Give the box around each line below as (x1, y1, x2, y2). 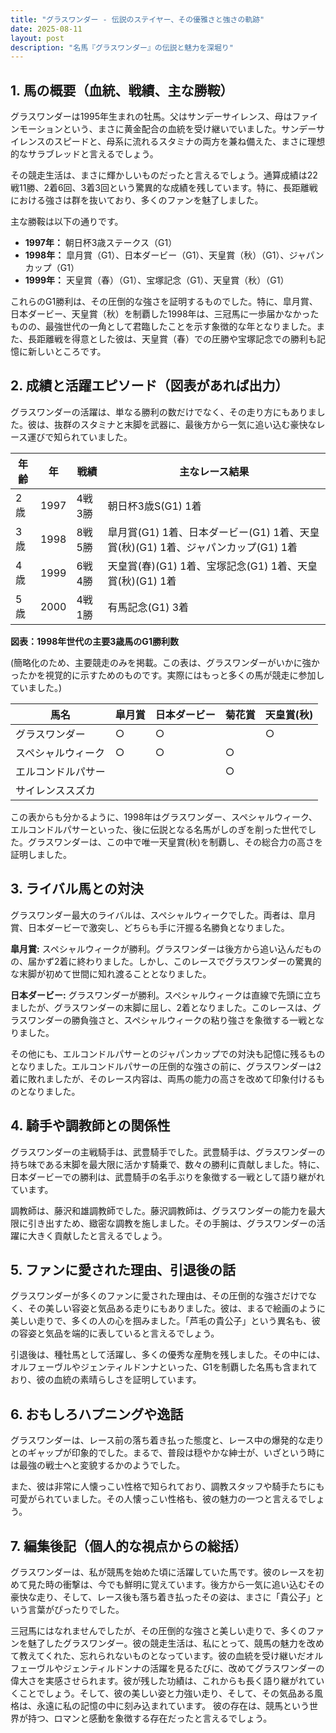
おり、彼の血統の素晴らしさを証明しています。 (10, 1374, 202, 1386)
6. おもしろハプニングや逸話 (10, 1406, 184, 1423)
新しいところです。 (27, 346, 107, 358)
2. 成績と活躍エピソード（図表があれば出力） (10, 377, 289, 395)
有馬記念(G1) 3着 (107, 600, 190, 614)
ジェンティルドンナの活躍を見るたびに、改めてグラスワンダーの (62, 1662, 325, 1674)
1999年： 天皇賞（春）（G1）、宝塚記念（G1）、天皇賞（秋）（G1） (24, 274, 290, 286)
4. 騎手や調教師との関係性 (10, 1117, 171, 1135)
